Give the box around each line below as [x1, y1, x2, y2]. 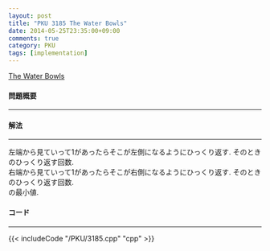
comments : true [8, 34, 59, 43]
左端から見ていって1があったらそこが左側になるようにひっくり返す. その [8, 147, 247, 157]
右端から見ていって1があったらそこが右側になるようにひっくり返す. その [8, 167, 247, 177]
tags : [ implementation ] [8, 49, 88, 57]
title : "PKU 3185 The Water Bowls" [8, 19, 128, 27]
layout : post [8, 11, 52, 20]
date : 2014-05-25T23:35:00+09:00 [8, 27, 121, 35]
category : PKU [8, 42, 56, 50]
